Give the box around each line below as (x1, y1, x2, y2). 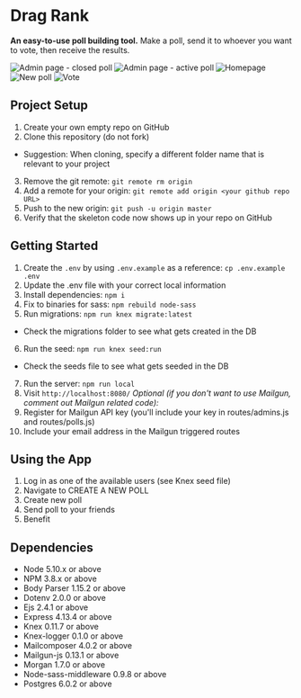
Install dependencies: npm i (22, 289, 125, 300)
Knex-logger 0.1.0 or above (22, 631, 124, 641)
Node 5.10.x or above (22, 564, 102, 575)
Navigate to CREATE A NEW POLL (22, 485, 149, 496)
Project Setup (10, 98, 89, 113)
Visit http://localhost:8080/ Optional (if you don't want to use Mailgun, (22, 388, 291, 398)
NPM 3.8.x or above (22, 573, 97, 585)
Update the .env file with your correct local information (22, 280, 226, 291)
